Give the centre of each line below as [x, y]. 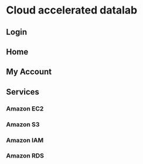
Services [23, 92]
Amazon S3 [23, 124]
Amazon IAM [25, 140]
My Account [29, 72]
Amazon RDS [25, 156]
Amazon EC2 [25, 108]
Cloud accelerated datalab [72, 10]
